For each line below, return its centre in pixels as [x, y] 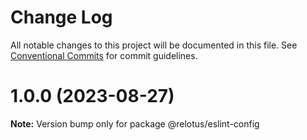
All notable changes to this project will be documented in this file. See [154, 45]
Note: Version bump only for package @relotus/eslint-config [135, 123]
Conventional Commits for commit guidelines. [104, 55]
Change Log [61, 17]
